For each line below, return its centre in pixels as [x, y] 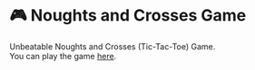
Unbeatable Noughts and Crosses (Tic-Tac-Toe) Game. [113, 46]
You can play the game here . [63, 56]
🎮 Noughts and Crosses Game [128, 16]
